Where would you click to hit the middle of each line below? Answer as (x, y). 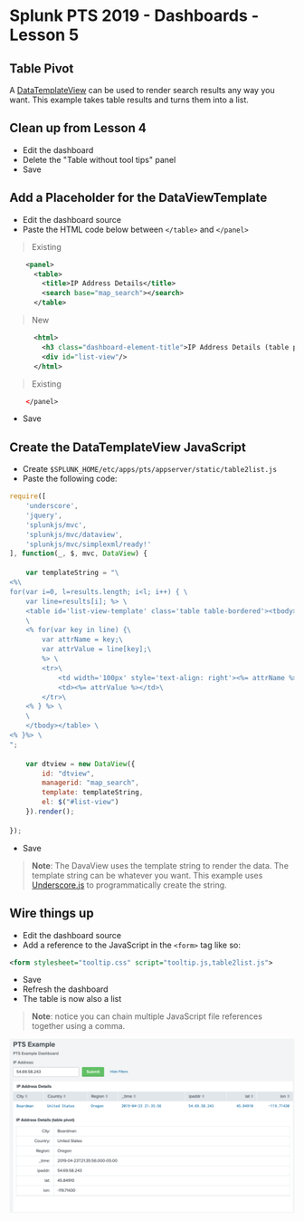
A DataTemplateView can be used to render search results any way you (142, 90)
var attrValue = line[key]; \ (97, 649)
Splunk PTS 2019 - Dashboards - (134, 16)
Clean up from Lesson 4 (78, 128)
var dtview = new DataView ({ (81, 764)
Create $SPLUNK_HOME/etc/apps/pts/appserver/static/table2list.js (150, 469)
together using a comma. (78, 1026)
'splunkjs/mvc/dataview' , (75, 534)
